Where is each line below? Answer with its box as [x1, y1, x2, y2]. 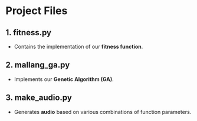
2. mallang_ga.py [5, 60, 70, 70]
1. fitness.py [5, 28, 51, 38]
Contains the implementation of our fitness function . [14, 43, 143, 50]
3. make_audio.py [5, 93, 72, 103]
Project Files [5, 4, 68, 18]
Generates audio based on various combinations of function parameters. [14, 108, 192, 115]
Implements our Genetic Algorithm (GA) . [14, 75, 114, 83]
